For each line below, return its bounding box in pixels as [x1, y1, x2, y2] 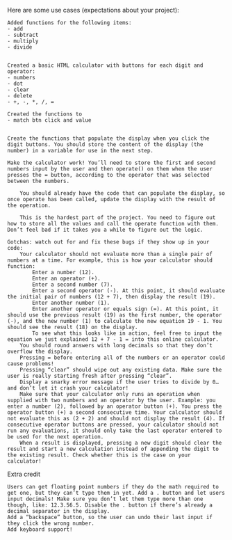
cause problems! [7, 360, 54, 367]
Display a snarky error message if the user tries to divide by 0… [19, 379, 219, 386]
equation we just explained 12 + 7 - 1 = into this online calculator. [7, 336, 219, 343]
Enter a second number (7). [32, 281, 113, 288]
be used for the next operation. [7, 434, 104, 440]
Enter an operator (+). [32, 275, 101, 282]
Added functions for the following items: [7, 19, 132, 26]
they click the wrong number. [7, 520, 95, 527]
